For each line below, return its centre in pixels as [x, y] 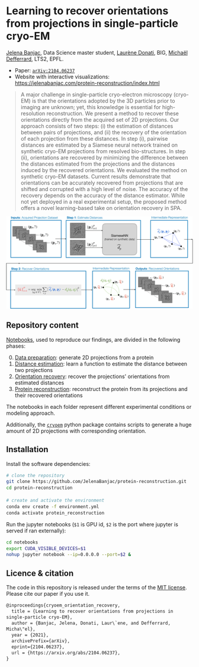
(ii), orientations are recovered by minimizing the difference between [104, 157]
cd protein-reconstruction [39, 488]
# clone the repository [36, 475]
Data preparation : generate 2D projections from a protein [84, 357]
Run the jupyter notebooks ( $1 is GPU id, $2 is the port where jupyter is [92, 524]
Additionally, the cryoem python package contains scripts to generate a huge [99, 424]
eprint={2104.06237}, [38, 647]
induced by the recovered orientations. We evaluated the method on [104, 170]
